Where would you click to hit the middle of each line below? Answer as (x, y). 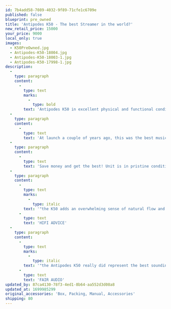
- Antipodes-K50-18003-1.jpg (41, 57)
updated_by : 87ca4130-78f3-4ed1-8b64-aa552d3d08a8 (60, 285)
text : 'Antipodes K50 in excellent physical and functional (89, 109)
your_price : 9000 (24, 34)
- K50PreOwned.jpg (30, 48)
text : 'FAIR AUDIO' (44, 280)
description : (19, 67)
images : (13, 43)
